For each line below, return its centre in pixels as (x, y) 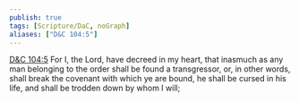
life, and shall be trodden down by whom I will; (95, 88)
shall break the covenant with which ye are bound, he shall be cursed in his (148, 79)
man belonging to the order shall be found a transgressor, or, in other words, (150, 69)
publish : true (36, 17)
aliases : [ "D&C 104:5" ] (54, 34)
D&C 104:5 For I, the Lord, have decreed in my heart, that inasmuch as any (146, 60)
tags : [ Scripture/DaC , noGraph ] (69, 26)
